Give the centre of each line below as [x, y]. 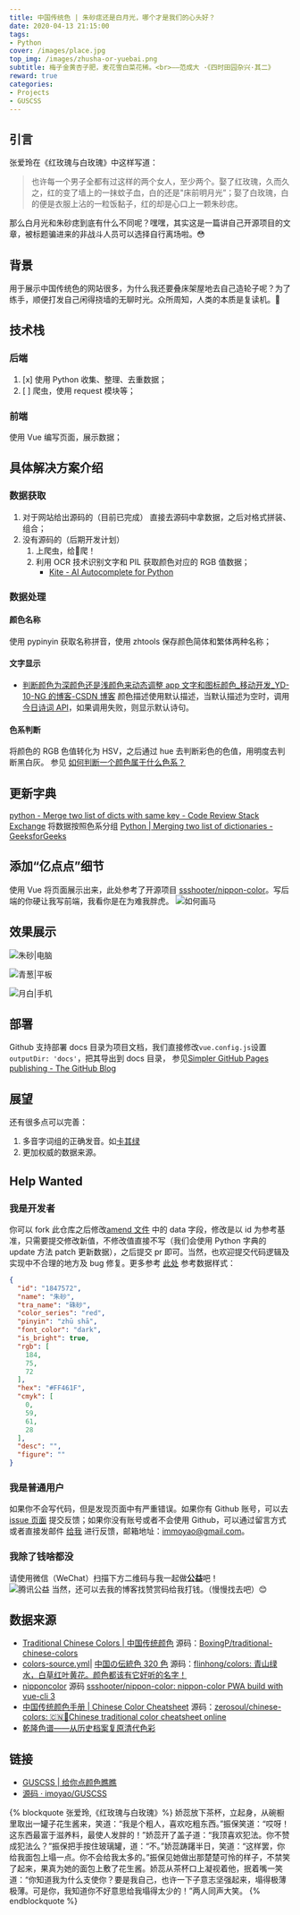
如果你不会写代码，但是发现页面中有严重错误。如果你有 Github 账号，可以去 [149, 1509]
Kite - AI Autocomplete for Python [111, 572]
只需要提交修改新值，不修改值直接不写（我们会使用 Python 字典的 [146, 1240]
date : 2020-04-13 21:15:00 [59, 26]
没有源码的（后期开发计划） [73, 539]
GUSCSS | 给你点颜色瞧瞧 [70, 1782]
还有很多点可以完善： [48, 1122]
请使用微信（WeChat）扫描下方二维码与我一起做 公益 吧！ [114, 1577]
